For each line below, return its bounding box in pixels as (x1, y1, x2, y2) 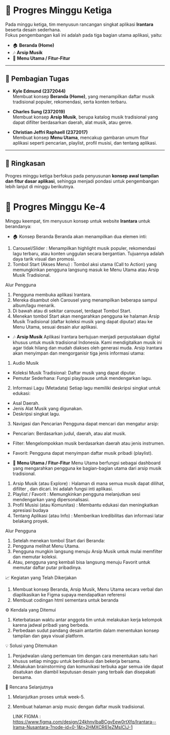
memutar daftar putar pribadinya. (12, 564, 82, 571)
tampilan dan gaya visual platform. (12, 632, 84, 639)
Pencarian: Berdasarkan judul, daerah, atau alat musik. (12, 430, 126, 437)
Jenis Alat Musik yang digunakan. (12, 405, 83, 411)
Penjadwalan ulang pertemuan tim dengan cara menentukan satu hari (12, 653, 158, 659)
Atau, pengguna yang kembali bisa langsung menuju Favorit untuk (12, 559, 151, 565)
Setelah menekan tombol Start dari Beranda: (12, 537, 105, 543)
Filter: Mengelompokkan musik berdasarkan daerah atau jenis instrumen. (12, 440, 165, 446)
